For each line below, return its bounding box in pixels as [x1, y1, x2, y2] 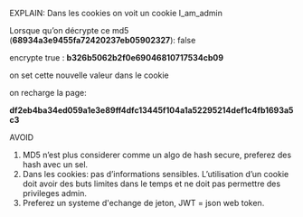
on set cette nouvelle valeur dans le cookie [9, 70, 169, 80]
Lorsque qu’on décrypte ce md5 [9, 25, 129, 35]
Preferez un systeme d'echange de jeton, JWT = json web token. [22, 198, 265, 208]
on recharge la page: [9, 88, 88, 98]
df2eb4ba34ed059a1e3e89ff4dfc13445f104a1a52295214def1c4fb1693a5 [9, 105, 294, 116]
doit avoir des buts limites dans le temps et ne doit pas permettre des [22, 178, 281, 189]
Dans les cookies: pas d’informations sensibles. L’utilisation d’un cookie [22, 169, 289, 179]
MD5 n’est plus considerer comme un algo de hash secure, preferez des [22, 149, 292, 160]
